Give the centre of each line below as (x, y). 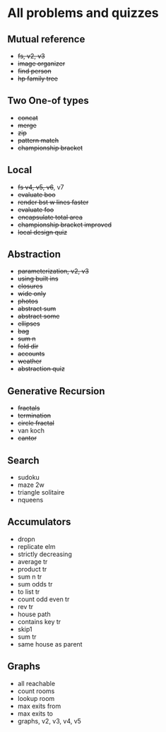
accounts (31, 354)
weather (30, 361)
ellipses (29, 324)
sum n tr (30, 577)
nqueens (30, 500)
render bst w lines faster (53, 202)
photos (28, 301)
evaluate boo (36, 194)
